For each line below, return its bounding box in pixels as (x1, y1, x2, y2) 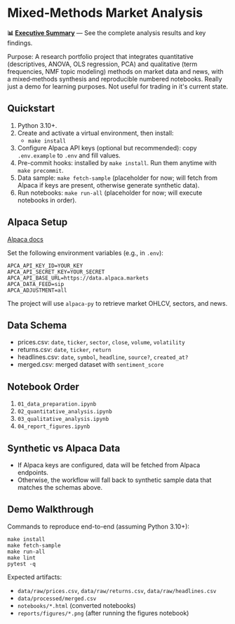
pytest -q (7, 560, 36, 567)
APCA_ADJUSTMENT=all (7, 287, 68, 294)
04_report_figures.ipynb (17, 423, 90, 430)
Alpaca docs (7, 235, 43, 243)
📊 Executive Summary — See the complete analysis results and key (7, 28, 206, 37)
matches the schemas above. (17, 483, 103, 491)
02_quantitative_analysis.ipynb (17, 408, 112, 415)
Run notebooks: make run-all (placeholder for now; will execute (17, 188, 203, 197)
